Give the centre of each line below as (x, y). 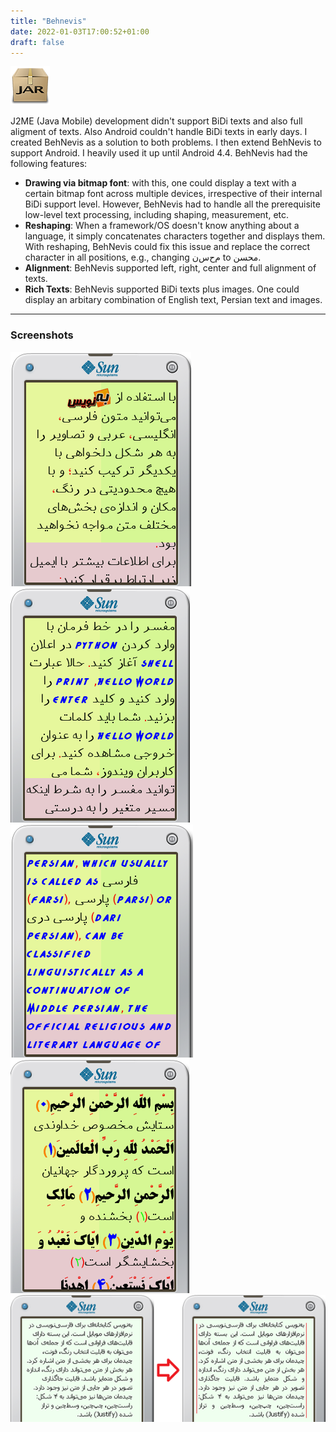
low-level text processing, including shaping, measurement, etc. (157, 215)
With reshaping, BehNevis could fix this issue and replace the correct (167, 247)
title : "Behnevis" (48, 21)
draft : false (37, 42)
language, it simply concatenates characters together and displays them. (175, 236)
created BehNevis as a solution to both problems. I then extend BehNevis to (166, 142)
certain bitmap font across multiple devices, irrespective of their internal (173, 194)
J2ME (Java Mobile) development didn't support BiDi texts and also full (156, 121)
